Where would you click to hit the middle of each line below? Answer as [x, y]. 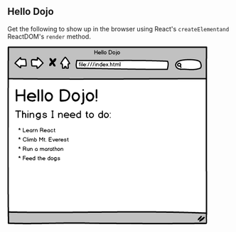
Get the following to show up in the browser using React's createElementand [118, 28]
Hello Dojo [31, 12]
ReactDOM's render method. [49, 36]
